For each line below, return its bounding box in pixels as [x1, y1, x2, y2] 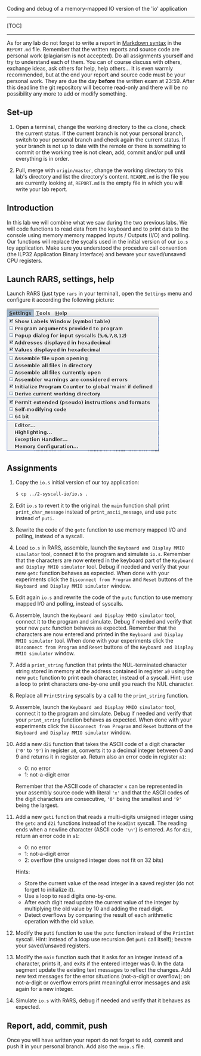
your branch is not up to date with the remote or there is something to [15, 142, 187, 149]
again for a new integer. [15, 986, 74, 993]
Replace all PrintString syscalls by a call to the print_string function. [15, 692, 189, 699]
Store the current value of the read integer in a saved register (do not [24, 880, 194, 887]
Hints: [15, 868, 30, 876]
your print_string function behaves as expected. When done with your [15, 716, 191, 723]
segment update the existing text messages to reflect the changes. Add [15, 966, 191, 974]
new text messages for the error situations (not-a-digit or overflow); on [15, 973, 190, 980]
